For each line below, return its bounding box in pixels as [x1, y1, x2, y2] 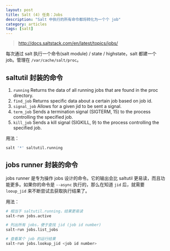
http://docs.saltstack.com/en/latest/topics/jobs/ [18, 40, 118, 46]
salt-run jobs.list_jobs [6, 227, 58, 232]
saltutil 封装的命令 [6, 73, 63, 82]
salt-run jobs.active [6, 213, 52, 219]
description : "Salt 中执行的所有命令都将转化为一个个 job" [6, 17, 121, 22]
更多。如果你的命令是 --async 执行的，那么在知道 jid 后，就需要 [10, 181, 145, 188]
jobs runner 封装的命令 [6, 161, 78, 169]
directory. [13, 92, 33, 98]
